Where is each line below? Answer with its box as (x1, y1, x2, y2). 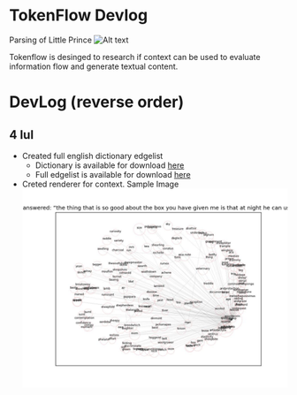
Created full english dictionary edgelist (21, 150, 164, 161)
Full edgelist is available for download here (34, 169, 192, 179)
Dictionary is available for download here (34, 160, 185, 171)
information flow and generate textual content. (9, 61, 179, 72)
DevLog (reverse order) (9, 92, 185, 112)
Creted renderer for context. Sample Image (21, 179, 179, 189)
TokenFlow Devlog (9, 5, 148, 26)
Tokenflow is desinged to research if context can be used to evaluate (9, 51, 261, 62)
